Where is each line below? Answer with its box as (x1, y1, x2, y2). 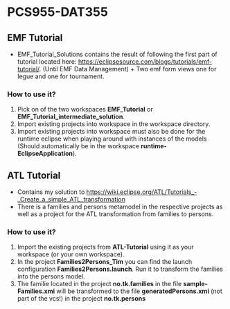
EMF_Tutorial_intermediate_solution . (17, 112, 125, 121)
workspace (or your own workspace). (17, 250, 125, 258)
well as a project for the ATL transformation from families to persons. (17, 210, 214, 218)
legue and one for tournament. (17, 72, 105, 80)
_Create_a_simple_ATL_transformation (17, 195, 126, 204)
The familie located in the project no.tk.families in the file (17, 280, 182, 288)
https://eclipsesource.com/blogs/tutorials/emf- (78, 58, 213, 66)
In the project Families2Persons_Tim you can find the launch (17, 258, 193, 266)
